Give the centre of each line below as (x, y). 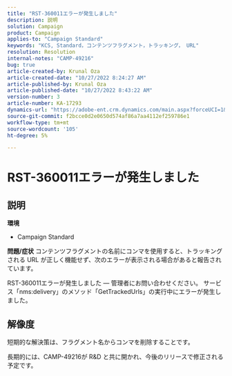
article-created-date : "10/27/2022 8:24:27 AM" (77, 78)
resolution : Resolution (41, 52)
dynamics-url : (28, 110)
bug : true (21, 65)
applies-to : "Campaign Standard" (55, 39)
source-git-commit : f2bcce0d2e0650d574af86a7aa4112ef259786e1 (98, 116)
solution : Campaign (35, 26)
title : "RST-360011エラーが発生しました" (62, 13)
